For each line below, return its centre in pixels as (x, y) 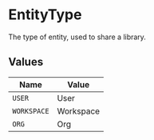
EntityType (45, 15)
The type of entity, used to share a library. (77, 37)
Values (26, 62)
